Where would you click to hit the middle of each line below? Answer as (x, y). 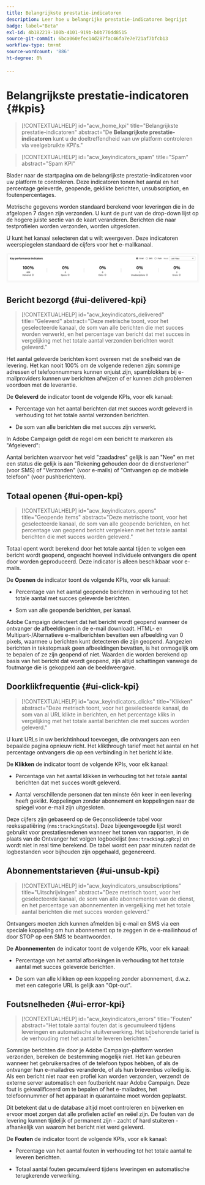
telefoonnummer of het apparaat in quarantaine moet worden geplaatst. (97, 1096)
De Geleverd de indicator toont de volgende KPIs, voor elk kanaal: (90, 397)
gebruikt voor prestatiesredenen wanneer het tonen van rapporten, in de (98, 832)
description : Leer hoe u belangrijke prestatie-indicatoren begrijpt (97, 19)
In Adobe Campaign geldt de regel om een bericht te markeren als (90, 439)
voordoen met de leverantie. (42, 385)
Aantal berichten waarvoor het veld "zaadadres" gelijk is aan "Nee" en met (100, 457)
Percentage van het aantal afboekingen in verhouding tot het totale (100, 960)
